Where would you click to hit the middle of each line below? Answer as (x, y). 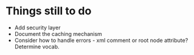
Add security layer (37, 27)
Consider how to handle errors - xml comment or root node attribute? (101, 40)
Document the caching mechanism (58, 33)
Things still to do (49, 11)
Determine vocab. (37, 47)
